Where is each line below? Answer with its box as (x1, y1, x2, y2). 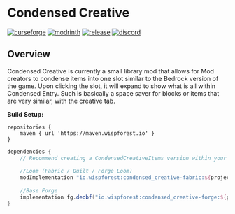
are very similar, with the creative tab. (7, 97, 115, 105)
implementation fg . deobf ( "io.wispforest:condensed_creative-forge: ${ (20, 194, 227, 201)
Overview (7, 48, 51, 60)
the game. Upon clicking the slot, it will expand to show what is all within (7, 82, 215, 90)
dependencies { (7, 148, 52, 155)
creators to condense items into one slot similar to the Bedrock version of (7, 74, 219, 83)
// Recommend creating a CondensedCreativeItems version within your (20, 155, 227, 162)
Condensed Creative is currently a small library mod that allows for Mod (7, 66, 215, 75)
